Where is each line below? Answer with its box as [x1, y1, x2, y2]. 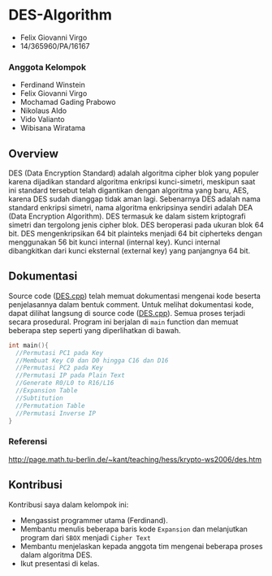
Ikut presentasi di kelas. [19, 558, 100, 568]
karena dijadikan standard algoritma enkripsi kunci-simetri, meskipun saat [8, 177, 256, 187]
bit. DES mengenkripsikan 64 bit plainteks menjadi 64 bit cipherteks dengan [8, 229, 262, 239]
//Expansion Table [15, 387, 79, 395]
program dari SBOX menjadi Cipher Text [19, 532, 152, 542]
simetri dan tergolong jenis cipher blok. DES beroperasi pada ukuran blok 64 [8, 220, 264, 230]
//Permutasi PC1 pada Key [15, 349, 104, 357]
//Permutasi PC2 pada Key [15, 364, 104, 372]
